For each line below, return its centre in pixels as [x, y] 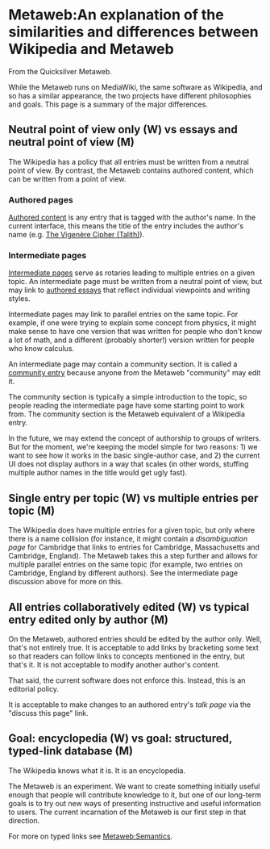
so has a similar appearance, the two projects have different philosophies [130, 95]
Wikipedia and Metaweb [91, 49]
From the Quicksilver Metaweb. [60, 71]
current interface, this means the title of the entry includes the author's [126, 226]
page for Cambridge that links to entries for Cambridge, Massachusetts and [134, 547]
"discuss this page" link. [48, 713]
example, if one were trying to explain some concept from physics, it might [132, 323]
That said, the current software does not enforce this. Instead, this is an [127, 680]
